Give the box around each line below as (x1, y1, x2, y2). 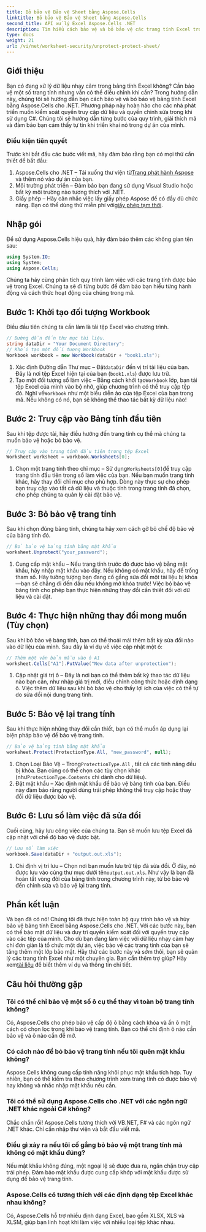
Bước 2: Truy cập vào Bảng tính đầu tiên (6, 414, 161, 424)
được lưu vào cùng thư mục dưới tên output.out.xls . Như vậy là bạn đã (15, 869, 194, 876)
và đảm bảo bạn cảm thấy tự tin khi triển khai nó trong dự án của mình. (6, 121, 185, 129)
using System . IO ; (6, 254, 51, 260)
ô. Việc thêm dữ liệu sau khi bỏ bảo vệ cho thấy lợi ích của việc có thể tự (15, 685, 199, 692)
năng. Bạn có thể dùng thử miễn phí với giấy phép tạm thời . (15, 201, 164, 208)
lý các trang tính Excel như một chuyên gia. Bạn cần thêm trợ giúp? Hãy (6, 954, 187, 962)
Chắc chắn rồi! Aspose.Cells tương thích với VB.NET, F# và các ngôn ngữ (6, 1119, 191, 1126)
